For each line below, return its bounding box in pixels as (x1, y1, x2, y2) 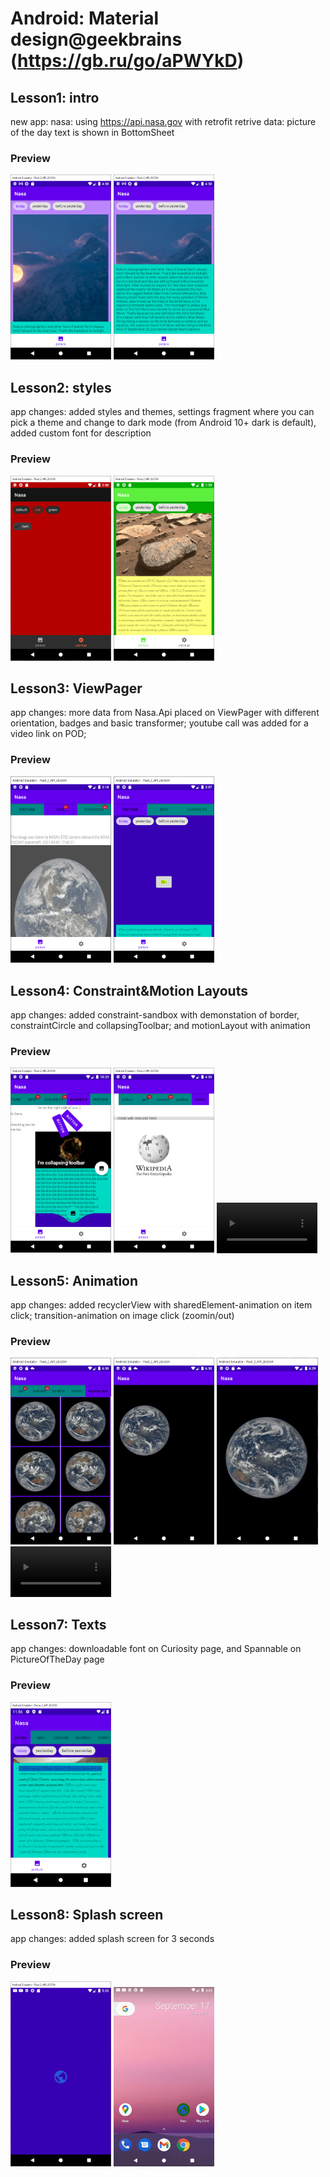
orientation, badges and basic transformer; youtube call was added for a (10, 717, 309, 729)
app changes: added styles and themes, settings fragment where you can (10, 406, 315, 418)
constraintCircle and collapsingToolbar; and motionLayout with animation (10, 1019, 311, 1031)
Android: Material (10, 7, 160, 30)
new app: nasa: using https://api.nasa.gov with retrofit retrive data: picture (10, 116, 317, 127)
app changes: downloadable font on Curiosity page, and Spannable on (10, 1643, 302, 1655)
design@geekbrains (10, 28, 183, 51)
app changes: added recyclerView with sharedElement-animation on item (10, 1299, 313, 1311)
